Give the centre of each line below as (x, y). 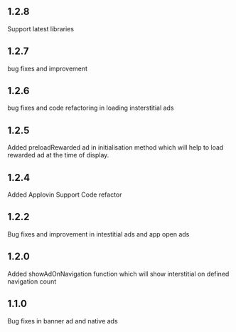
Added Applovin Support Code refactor (65, 194)
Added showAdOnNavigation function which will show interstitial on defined (118, 274)
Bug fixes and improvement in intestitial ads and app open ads (98, 234)
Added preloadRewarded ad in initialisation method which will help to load (116, 147)
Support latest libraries (41, 28)
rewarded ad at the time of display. (58, 155)
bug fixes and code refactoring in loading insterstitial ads (91, 108)
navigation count (32, 281)
